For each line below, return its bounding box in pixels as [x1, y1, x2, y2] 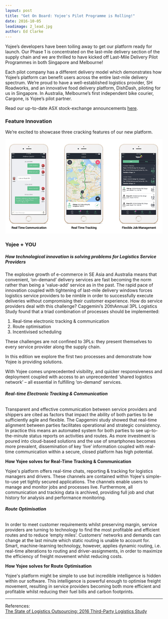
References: [5, 603, 30, 609]
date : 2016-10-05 [5, 18, 41, 23]
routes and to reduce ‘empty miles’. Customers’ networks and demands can [5, 532, 161, 538]
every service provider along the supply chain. [5, 344, 101, 350]
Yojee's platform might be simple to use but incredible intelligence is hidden [5, 573, 161, 579]
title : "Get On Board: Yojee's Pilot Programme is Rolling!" [5, 13, 135, 18]
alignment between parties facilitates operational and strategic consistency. [5, 422, 161, 428]
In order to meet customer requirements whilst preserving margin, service [5, 521, 157, 527]
